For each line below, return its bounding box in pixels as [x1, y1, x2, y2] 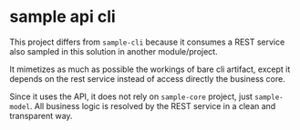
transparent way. [9, 110, 73, 121]
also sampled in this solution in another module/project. [9, 45, 218, 56]
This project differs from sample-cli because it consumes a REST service [9, 36, 285, 47]
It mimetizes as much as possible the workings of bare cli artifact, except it [9, 64, 291, 75]
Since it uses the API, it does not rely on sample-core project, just [9, 91, 253, 102]
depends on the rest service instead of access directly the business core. [9, 73, 285, 84]
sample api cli [9, 6, 116, 27]
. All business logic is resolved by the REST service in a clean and [29, 100, 276, 111]
